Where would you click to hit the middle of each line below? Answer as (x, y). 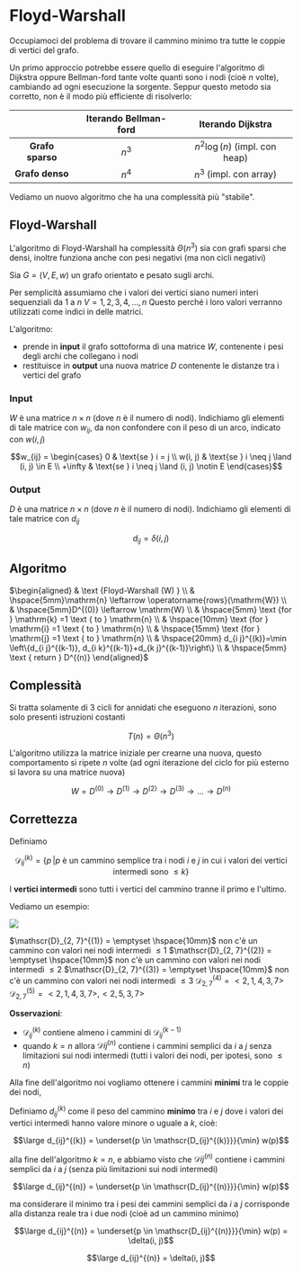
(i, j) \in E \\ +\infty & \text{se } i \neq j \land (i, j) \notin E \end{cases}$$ (151, 466)
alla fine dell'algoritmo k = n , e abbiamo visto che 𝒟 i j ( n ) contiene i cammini (147, 1159)
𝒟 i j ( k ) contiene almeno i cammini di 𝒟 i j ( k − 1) (102, 1033)
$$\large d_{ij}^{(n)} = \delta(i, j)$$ (151, 1258)
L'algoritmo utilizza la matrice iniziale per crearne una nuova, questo (136, 753)
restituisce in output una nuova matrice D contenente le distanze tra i (151, 366)
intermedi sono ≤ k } (151, 872)
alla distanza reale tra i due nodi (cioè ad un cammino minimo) (124, 1214)
